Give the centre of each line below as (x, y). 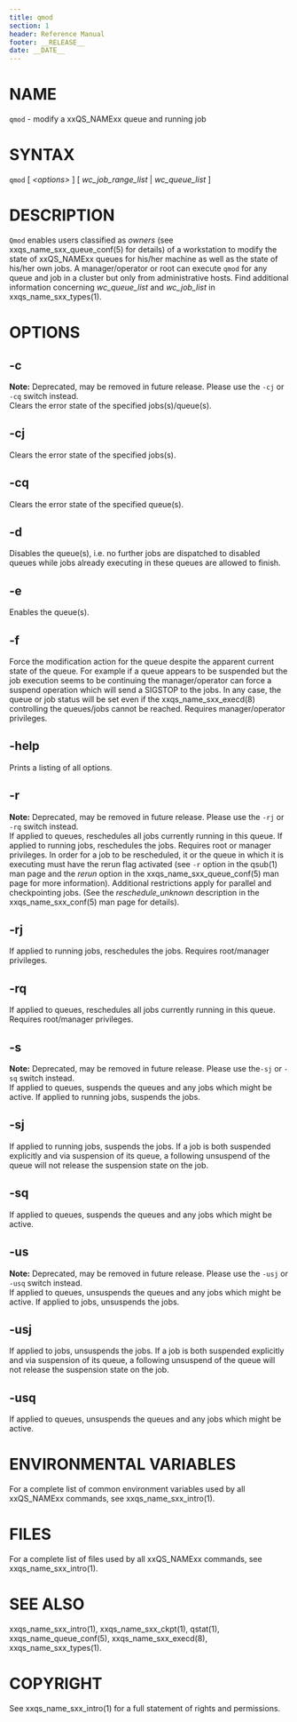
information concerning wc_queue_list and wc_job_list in (112, 287)
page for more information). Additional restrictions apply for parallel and (141, 883)
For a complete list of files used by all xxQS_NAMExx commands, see (136, 1559)
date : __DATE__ (37, 51)
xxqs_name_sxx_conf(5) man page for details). (94, 902)
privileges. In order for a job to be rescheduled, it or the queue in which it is (147, 855)
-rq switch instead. (44, 826)
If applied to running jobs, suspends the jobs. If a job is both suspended (140, 1146)
